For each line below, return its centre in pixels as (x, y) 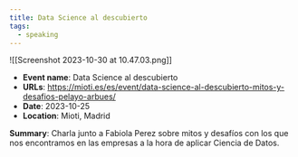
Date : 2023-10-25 (56, 106)
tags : (19, 26)
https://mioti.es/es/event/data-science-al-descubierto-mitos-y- (166, 88)
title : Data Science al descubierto (78, 18)
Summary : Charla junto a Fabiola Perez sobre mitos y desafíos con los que (149, 134)
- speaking (38, 34)
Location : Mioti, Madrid (66, 116)
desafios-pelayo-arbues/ (69, 97)
